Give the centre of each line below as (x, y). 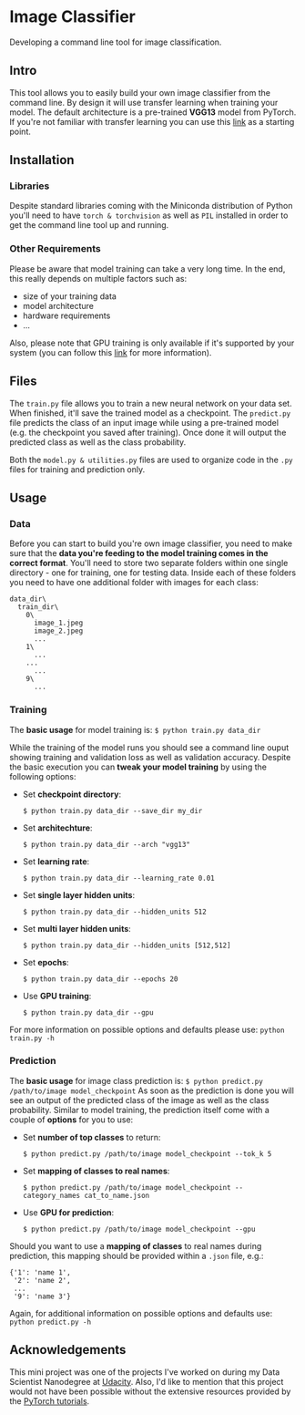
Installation (42, 160)
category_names (51, 1195)
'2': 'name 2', (42, 1280)
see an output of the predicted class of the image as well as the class (139, 1100)
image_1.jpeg (58, 623)
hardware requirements (66, 315)
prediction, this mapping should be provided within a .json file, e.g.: (137, 1255)
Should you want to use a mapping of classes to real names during (136, 1245)
